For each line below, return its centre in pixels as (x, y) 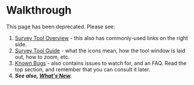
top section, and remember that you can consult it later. (82, 69)
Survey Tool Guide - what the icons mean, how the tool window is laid (100, 50)
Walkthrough (39, 10)
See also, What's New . (43, 76)
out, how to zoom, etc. (42, 57)
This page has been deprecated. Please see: (61, 27)
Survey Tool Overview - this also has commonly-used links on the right (101, 38)
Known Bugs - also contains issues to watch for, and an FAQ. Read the (101, 63)
